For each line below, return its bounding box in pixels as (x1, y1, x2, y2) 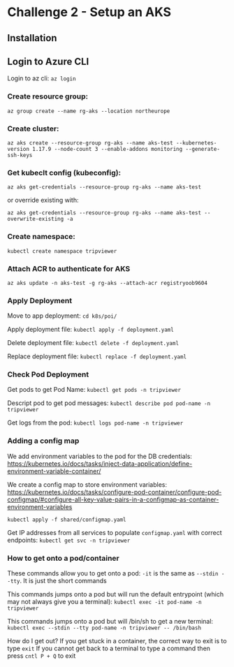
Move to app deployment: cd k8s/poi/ (7, 311, 117, 320)
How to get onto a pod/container (7, 553, 120, 563)
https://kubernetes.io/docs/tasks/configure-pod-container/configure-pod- (7, 488, 222, 496)
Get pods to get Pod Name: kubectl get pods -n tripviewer (7, 386, 182, 394)
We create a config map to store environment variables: (7, 480, 168, 489)
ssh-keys (7, 152, 33, 159)
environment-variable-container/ (7, 467, 101, 475)
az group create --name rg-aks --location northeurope (7, 108, 170, 115)
